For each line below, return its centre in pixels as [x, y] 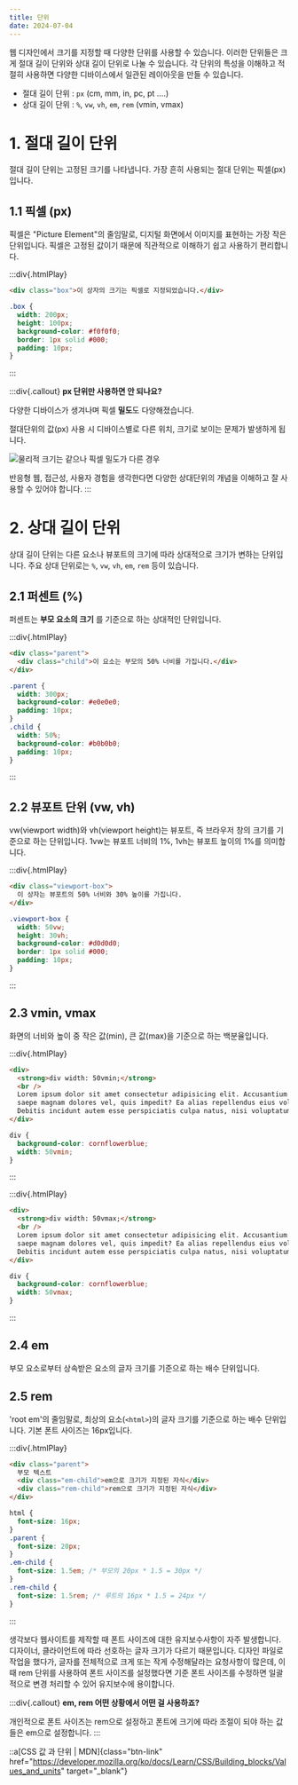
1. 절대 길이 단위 [63, 143]
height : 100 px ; [45, 323]
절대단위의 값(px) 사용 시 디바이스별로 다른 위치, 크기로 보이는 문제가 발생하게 [143, 429]
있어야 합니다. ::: [63, 489]
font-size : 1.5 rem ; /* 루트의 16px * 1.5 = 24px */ [112, 1595]
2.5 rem [31, 1397]
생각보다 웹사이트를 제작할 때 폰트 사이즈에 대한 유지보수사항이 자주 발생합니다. [145, 1639]
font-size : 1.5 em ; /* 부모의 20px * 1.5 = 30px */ [110, 1571]
